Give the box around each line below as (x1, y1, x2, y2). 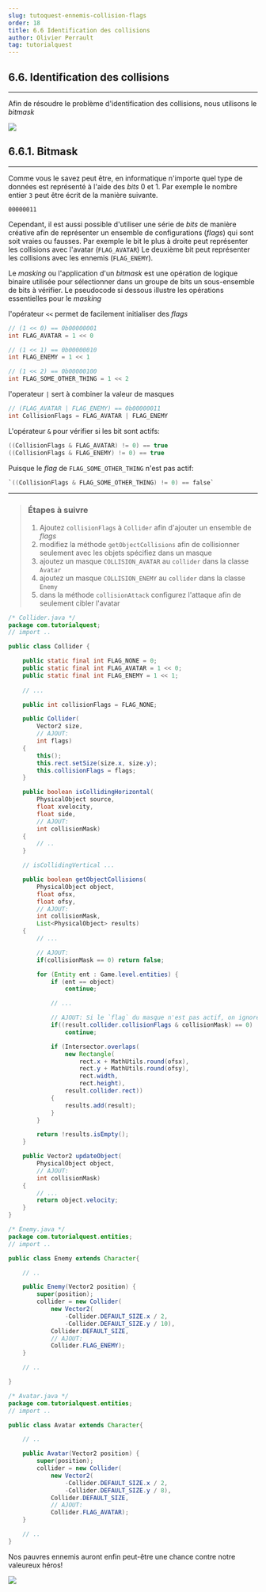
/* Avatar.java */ (8, 1392, 69, 1400)
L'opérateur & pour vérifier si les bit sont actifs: (8, 426, 160, 435)
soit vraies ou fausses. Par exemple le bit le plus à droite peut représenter (8, 236, 249, 245)
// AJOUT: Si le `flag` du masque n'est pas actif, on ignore (50, 1014, 260, 1022)
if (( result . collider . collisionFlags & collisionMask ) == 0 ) (50, 1021, 253, 1029)
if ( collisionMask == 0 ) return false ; (36, 956, 165, 964)
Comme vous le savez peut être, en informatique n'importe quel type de (8, 173, 243, 183)
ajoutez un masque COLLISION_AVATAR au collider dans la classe (39, 556, 249, 566)
